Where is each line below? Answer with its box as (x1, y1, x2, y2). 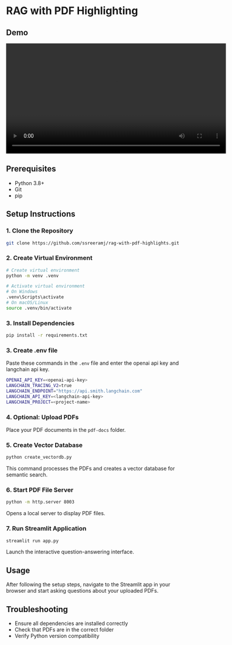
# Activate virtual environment (6, 283, 85, 289)
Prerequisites (6, 164, 56, 174)
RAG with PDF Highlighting (6, 4, 138, 18)
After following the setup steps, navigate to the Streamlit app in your (6, 581, 171, 588)
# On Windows (6, 289, 38, 295)
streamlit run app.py (6, 537, 59, 544)
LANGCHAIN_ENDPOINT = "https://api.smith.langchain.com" (6, 388, 143, 394)
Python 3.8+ (14, 179, 45, 186)
